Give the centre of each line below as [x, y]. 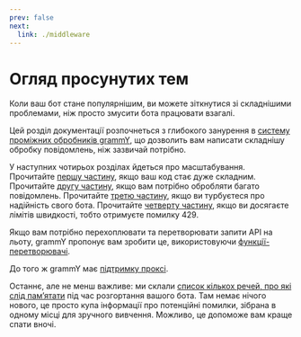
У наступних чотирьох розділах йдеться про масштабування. [127, 167]
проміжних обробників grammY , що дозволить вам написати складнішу [147, 140]
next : [19, 26]
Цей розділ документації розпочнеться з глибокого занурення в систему [150, 130]
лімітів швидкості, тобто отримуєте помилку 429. [104, 215]
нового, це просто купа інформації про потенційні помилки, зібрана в [143, 306]
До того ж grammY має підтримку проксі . [89, 269]
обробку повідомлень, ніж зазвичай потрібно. [98, 150]
